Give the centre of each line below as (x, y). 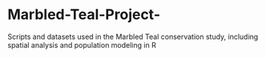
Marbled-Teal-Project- (84, 15)
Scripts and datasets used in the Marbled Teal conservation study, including (133, 37)
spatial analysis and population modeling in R (82, 44)
